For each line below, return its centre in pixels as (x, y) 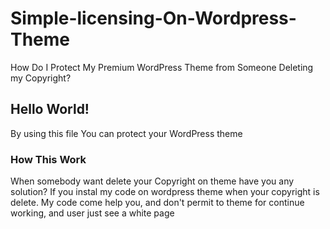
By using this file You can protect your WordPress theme (126, 133)
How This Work (48, 159)
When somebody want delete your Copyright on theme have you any (152, 181)
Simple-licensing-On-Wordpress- (153, 18)
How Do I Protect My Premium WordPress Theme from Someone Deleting (162, 67)
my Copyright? (41, 78)
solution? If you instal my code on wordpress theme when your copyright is (165, 192)
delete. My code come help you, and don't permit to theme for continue (157, 203)
